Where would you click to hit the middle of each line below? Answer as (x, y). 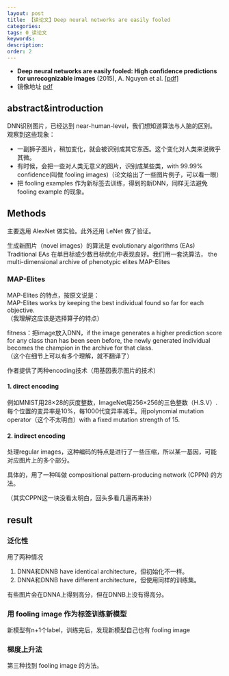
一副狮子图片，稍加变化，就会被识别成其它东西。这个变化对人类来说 (113, 148)
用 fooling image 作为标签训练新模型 (67, 614)
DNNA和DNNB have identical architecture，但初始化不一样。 (103, 571)
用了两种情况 (25, 557)
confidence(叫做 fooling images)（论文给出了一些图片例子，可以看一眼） (120, 174)
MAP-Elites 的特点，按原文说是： (54, 295)
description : (26, 45)
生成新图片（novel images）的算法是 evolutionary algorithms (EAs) (101, 245)
